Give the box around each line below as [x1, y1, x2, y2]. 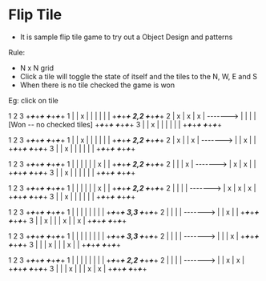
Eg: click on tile [8, 95, 58, 105]
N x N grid [19, 62, 54, 73]
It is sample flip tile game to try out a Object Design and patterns [19, 32, 233, 42]
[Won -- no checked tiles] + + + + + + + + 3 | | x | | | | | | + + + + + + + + [8, 119, 223, 129]
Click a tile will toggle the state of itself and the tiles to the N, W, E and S [19, 71, 258, 81]
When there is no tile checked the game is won [19, 80, 175, 90]
